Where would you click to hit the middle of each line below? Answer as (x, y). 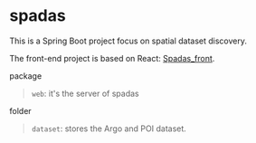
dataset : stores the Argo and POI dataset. (109, 129)
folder (20, 110)
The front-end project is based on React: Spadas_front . (112, 58)
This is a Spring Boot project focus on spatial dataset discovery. (128, 41)
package (26, 76)
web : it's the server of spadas (85, 93)
